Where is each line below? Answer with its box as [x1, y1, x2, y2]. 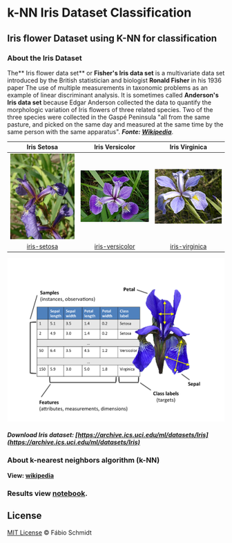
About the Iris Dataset [7, 53, 83, 63]
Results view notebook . [7, 488, 88, 498]
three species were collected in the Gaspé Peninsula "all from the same [7, 113, 211, 121]
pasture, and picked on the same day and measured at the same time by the [7, 120, 224, 129]
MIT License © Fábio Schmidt [7, 528, 92, 537]
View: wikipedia [7, 471, 54, 479]
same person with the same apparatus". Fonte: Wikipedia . [7, 127, 174, 136]
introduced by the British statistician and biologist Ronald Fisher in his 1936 [7, 76, 222, 84]
